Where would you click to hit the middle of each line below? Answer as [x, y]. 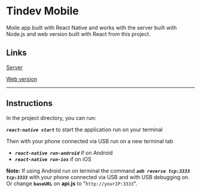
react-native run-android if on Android [64, 153]
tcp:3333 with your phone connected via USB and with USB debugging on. [98, 177]
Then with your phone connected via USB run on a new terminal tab [90, 141]
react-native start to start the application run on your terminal [84, 129]
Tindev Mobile [42, 11]
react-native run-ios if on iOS [53, 159]
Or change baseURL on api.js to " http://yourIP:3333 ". [72, 183]
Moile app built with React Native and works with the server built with [92, 28]
